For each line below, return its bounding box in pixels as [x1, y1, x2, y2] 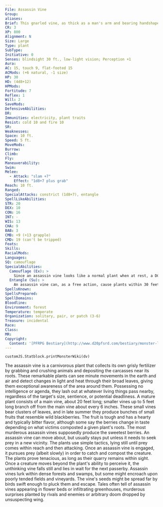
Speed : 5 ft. [5, 138, 32, 143]
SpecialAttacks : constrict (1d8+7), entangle [5, 192, 98, 197]
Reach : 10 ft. [5, 183, 34, 188]
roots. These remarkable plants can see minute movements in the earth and [5, 373, 156, 379]
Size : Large [5, 39, 29, 44]
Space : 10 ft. [5, 133, 34, 138]
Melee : [5, 169, 18, 175]
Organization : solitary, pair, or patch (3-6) [5, 314, 101, 319]
